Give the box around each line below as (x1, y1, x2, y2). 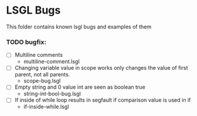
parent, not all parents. (14, 71, 70, 78)
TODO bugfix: (6, 38, 47, 46)
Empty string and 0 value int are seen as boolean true (14, 83, 146, 91)
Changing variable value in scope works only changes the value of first (14, 65, 188, 72)
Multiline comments (14, 51, 63, 59)
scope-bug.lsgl (23, 78, 61, 85)
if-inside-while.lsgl (23, 103, 69, 110)
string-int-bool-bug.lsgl (23, 90, 81, 98)
